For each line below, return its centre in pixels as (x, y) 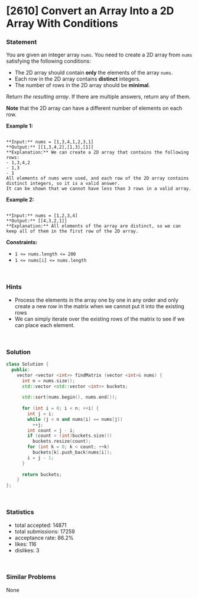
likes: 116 (25, 544)
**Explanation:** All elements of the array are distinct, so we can (94, 226)
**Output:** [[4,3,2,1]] (37, 221)
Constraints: (22, 242)
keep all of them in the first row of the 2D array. (72, 231)
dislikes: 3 (27, 550)
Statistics (20, 512)
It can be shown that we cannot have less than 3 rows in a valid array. (99, 189)
